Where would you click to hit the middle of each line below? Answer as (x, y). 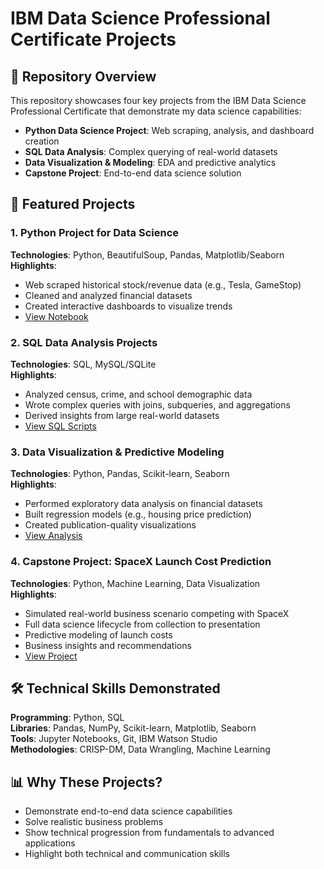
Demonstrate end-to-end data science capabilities (128, 811)
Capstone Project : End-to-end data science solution (133, 173)
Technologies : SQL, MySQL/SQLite (83, 364)
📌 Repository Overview (83, 76)
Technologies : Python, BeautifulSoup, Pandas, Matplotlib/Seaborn (147, 254)
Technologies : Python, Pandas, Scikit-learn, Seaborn (120, 474)
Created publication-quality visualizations (110, 525)
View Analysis (53, 536)
